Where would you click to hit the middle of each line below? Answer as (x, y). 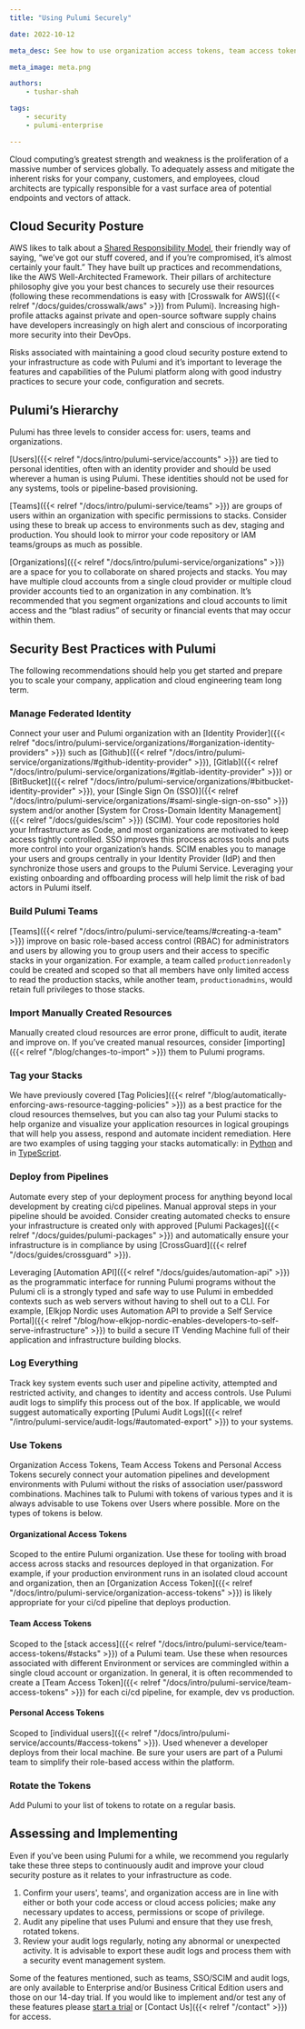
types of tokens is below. (56, 1514)
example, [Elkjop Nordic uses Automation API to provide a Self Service (141, 1311)
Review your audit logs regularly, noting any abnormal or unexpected (152, 1941)
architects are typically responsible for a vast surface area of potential (141, 188)
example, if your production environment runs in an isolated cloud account (148, 1574)
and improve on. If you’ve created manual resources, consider (126, 1042)
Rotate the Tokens (50, 1785)
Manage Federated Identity (70, 713)
